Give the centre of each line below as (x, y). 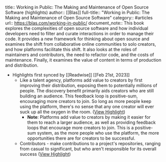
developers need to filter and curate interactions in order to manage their (80, 34)
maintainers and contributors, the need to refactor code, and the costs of (80, 55)
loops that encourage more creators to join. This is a (80, 128)
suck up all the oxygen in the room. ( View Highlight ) (72, 112)
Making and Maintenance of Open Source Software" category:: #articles (79, 18)
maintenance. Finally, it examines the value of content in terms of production (83, 60)
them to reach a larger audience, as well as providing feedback (91, 122)
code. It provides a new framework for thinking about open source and (77, 39)
